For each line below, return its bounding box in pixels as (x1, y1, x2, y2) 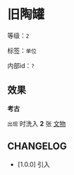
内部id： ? (7, 61, 35, 69)
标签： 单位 (7, 46, 37, 55)
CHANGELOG (7, 140, 67, 152)
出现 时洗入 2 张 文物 (7, 119, 66, 128)
